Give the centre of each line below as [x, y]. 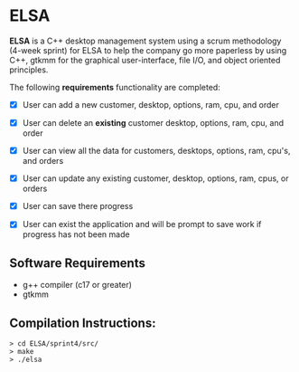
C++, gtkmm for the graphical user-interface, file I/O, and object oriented [145, 60]
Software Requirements [78, 263]
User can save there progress [78, 206]
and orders [43, 161]
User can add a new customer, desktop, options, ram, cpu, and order [151, 104]
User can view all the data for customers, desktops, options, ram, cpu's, [156, 151]
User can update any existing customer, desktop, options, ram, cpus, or [155, 178]
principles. [29, 70]
